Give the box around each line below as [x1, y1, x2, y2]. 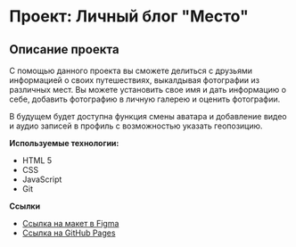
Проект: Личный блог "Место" [9, 6, 250, 27]
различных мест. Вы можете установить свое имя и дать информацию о [9, 85, 287, 95]
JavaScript [21, 174, 62, 185]
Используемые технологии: [9, 138, 119, 148]
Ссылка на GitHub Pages [21, 227, 116, 238]
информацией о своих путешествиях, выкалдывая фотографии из [9, 75, 260, 86]
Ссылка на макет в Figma [21, 218, 119, 228]
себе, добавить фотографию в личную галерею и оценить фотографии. [9, 94, 281, 104]
